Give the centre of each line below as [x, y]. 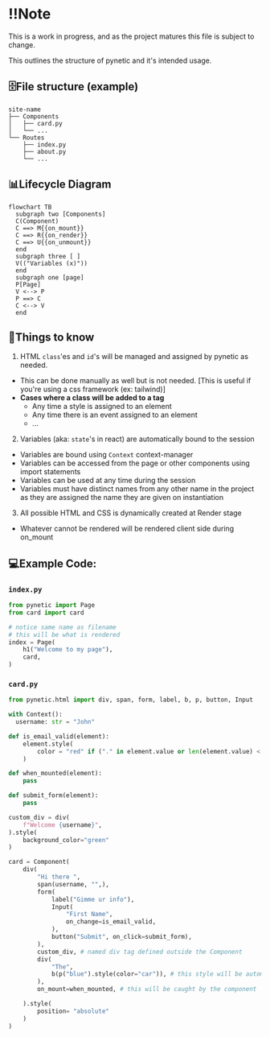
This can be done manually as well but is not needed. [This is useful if [135, 381]
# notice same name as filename [62, 627]
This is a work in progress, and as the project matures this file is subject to [131, 36]
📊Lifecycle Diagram [60, 185]
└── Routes [27, 138]
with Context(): [35, 715]
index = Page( [32, 642]
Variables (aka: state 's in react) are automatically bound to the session [137, 439]
